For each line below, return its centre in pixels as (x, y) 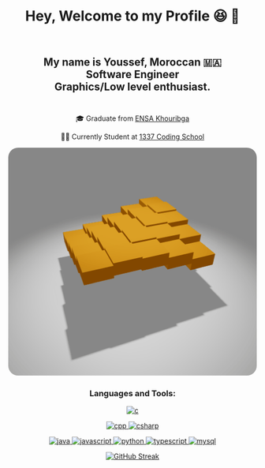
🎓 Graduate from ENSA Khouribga (132, 118)
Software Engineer (132, 74)
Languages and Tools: (132, 393)
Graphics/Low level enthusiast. (132, 86)
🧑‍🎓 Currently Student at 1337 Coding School (132, 137)
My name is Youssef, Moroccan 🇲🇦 (132, 62)
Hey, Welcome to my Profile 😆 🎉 (132, 16)
